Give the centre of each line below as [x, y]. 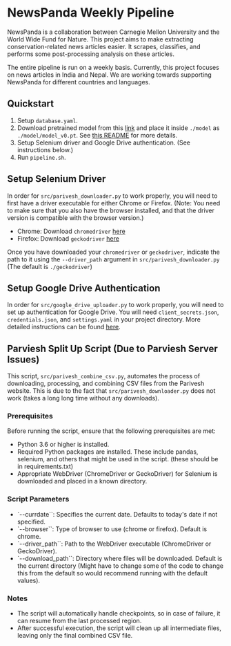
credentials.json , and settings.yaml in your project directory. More [104, 320]
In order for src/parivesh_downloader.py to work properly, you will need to [112, 196]
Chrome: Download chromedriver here [71, 231]
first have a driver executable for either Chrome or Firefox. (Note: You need [114, 203]
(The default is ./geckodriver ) [50, 266]
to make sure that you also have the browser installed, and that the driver [111, 210]
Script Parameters [38, 499]
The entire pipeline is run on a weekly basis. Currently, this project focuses [113, 67]
